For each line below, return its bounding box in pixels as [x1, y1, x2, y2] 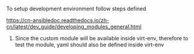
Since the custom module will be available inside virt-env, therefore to [14, 35, 189, 41]
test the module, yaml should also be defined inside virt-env [14, 41, 164, 48]
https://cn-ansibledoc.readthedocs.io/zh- [6, 17, 110, 23]
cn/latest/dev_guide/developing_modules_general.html [6, 23, 142, 30]
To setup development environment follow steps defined [6, 5, 146, 12]
